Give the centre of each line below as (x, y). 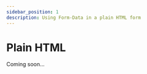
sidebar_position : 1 (33, 12)
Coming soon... (25, 64)
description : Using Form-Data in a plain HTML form (73, 18)
